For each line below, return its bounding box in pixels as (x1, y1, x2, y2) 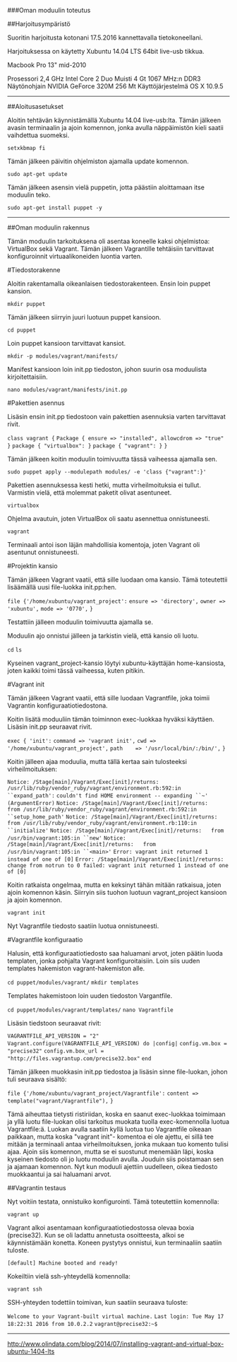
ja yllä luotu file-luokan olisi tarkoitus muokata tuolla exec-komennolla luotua (7, 1117, 230, 1126)
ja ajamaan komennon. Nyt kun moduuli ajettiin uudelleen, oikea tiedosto (7, 1163, 218, 1170)
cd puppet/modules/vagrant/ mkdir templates (7, 979, 139, 986)
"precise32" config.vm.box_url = (7, 1047, 104, 1055)
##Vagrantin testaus (7, 1184, 66, 1192)
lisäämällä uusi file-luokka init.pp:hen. (7, 583, 117, 591)
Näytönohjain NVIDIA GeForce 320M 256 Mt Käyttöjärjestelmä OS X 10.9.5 (7, 82, 224, 90)
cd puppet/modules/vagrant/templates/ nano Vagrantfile (7, 1006, 174, 1014)
